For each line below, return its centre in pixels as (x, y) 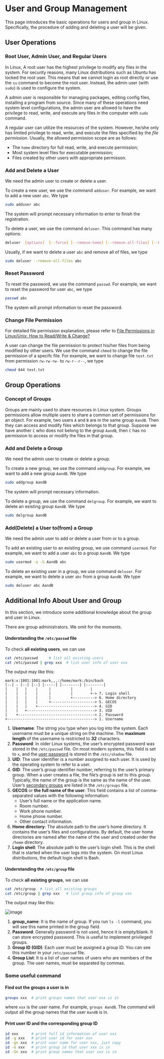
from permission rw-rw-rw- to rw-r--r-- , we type (54, 361)
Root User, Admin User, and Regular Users (56, 57)
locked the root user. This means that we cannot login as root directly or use (82, 77)
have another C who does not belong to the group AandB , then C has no (76, 430)
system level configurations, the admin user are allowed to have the (73, 107)
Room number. (34, 806)
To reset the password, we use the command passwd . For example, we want (81, 284)
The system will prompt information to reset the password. (64, 307)
